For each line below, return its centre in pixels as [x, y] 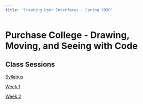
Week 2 [13, 96]
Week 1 [13, 86]
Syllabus [14, 77]
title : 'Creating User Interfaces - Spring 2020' [59, 10]
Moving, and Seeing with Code [71, 46]
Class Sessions [30, 65]
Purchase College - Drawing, [67, 35]
